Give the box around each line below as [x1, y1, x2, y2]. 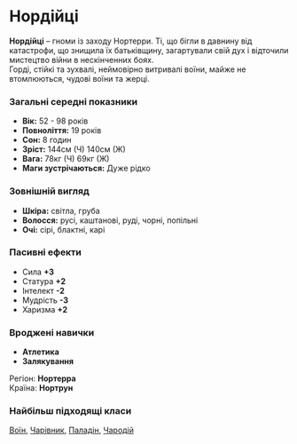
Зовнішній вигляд [9, 185, 90, 197]
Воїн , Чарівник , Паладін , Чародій [9, 424, 135, 436]
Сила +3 [21, 266, 55, 277]
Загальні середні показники [9, 95, 138, 107]
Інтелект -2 [21, 285, 65, 296]
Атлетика [21, 346, 59, 357]
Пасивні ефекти [9, 246, 82, 258]
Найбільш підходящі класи [9, 405, 132, 417]
